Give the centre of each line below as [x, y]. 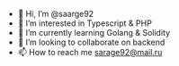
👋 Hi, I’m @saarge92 [56, 14]
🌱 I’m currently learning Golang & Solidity [94, 33]
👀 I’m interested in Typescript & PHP [85, 23]
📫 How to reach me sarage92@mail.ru [90, 52]
